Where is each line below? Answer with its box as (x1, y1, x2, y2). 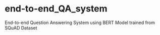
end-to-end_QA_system (5, 3, 108, 14)
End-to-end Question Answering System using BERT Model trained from (5, 19, 155, 25)
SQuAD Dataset (5, 24, 37, 30)
